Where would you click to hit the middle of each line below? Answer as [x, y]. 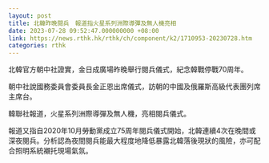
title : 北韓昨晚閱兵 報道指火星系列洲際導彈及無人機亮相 [92, 23]
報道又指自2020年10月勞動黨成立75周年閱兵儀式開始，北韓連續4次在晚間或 [132, 131]
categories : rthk [37, 46]
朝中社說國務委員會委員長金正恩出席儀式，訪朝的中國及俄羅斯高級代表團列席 [134, 87]
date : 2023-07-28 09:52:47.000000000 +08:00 [84, 31]
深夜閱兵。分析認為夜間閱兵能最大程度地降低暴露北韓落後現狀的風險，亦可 [131, 141]
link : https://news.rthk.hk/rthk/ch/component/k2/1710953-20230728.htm [130, 38]
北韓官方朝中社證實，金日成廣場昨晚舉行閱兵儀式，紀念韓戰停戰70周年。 [128, 70]
